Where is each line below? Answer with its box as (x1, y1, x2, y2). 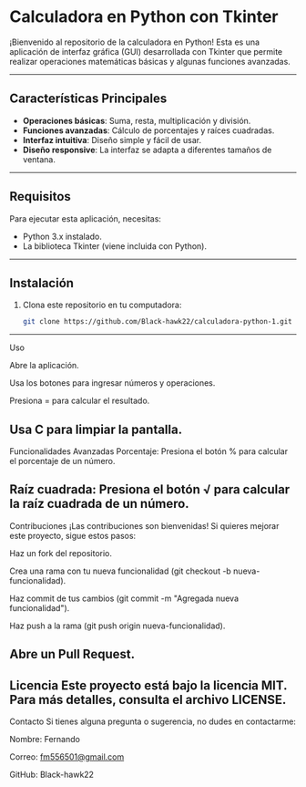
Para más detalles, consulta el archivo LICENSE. (9, 691, 287, 708)
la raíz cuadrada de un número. (9, 496, 189, 512)
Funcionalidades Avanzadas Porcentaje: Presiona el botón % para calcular (9, 446, 289, 457)
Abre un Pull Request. (9, 647, 135, 662)
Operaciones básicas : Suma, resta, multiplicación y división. (22, 115, 251, 126)
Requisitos (9, 189, 71, 204)
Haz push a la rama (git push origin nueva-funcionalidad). (9, 620, 226, 631)
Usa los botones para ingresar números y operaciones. (9, 378, 216, 388)
